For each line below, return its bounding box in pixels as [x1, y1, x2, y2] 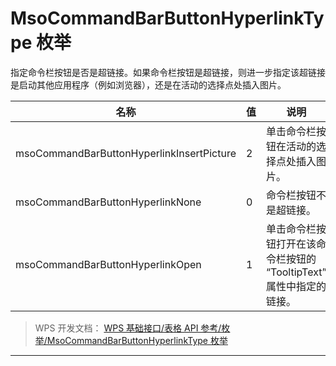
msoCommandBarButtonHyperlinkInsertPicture [15, 146, 237, 160]
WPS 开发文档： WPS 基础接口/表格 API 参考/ [34, 322, 222, 334]
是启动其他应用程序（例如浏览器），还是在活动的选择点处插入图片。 [10, 78, 287, 91]
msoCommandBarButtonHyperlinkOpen [15, 257, 202, 271]
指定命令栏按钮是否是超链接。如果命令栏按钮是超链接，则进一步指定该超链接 [10, 66, 326, 78]
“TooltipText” [266, 265, 327, 279]
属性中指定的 [266, 279, 327, 293]
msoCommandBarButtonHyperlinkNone [15, 195, 202, 209]
